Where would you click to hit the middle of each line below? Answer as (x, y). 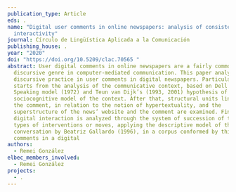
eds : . (17, 20)
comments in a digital (47, 138)
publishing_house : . (38, 46)
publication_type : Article (47, 14)
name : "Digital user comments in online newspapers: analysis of (105, 27)
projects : (22, 171)
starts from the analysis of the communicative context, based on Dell (121, 86)
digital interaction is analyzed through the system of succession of (119, 118)
